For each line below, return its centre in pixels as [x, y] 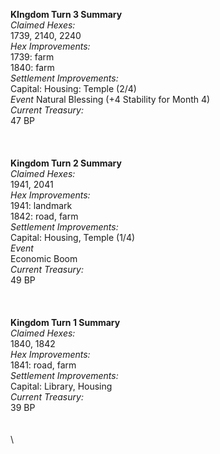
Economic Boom [44, 258]
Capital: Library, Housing [61, 386]
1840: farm [32, 67]
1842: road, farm [44, 216]
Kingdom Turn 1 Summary [65, 322]
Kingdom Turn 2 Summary [66, 163]
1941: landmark [41, 205]
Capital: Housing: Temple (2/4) [73, 88]
